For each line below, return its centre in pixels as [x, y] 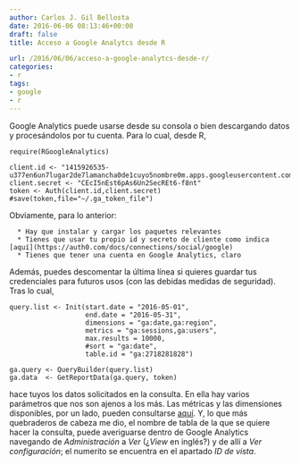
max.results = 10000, [125, 338]
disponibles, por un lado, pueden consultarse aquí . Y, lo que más [129, 413]
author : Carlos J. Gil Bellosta [69, 17]
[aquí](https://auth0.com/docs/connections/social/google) [121, 247]
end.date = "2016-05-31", [133, 315]
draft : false [33, 34]
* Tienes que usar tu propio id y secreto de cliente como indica [143, 239]
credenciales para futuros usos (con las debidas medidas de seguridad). [143, 281]
